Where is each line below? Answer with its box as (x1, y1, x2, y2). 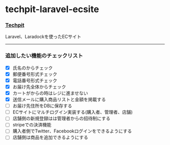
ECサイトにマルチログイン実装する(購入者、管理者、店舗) (12, 109, 133, 115)
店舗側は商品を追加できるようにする (12, 134, 89, 140)
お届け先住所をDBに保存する (12, 103, 72, 109)
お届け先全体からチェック (12, 83, 66, 89)
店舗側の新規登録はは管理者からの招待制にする (12, 115, 110, 122)
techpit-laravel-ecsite (5, 4, 100, 15)
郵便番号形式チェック (12, 71, 57, 77)
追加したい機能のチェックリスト (5, 52, 83, 59)
